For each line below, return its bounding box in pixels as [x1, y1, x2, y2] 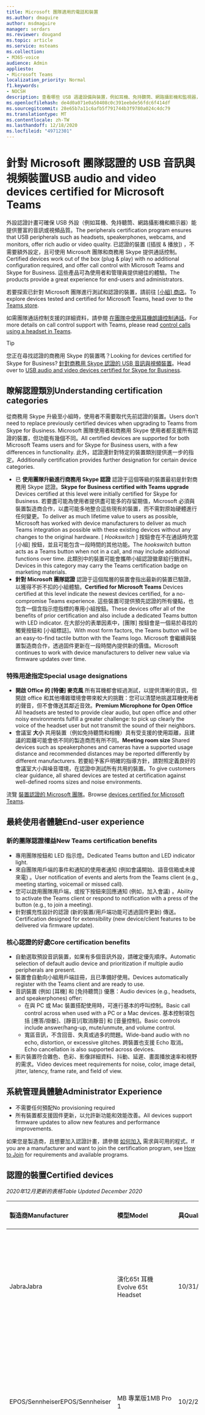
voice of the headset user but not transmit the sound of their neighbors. [15, 722, 196, 729]
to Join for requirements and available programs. [6, 1151, 129, 1158]
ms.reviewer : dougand [6, 32, 62, 38]
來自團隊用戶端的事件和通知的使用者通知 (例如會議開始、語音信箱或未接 [15, 866, 195, 873]
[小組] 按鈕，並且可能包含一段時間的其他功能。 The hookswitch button [15, 541, 191, 548]
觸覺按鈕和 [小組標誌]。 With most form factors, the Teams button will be [15, 626, 197, 634]
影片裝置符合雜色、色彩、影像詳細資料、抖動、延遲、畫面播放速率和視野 [15, 1053, 197, 1060]
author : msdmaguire [6, 20, 56, 26]
